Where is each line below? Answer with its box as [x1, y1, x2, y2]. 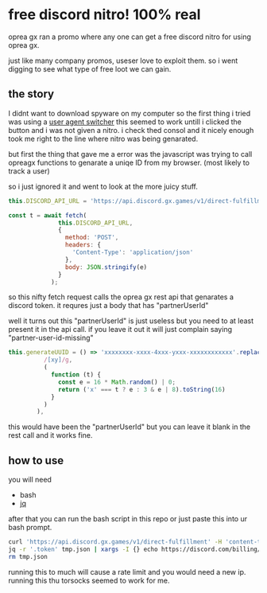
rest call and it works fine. [8, 431, 93, 440]
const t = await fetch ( [8, 211, 87, 220]
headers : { [64, 241, 102, 249]
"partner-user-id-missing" [8, 333, 94, 343]
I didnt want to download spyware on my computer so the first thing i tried [8, 108, 251, 118]
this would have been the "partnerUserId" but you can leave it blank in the [8, 422, 251, 431]
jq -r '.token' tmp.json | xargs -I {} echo [8, 545, 158, 553]
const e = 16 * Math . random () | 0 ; [58, 378, 176, 386]
